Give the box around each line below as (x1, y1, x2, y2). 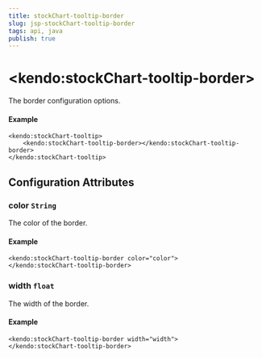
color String (8, 200, 56, 211)
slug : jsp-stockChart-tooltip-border (8, 19, 135, 27)
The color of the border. (8, 218, 88, 228)
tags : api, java (8, 27, 63, 35)
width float (8, 280, 55, 292)
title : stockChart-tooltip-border (8, 11, 125, 20)
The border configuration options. (8, 96, 121, 106)
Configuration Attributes (8, 175, 135, 189)
